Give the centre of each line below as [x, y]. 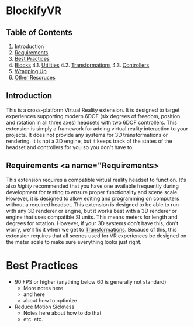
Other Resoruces [35, 78]
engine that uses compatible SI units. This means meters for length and [92, 217]
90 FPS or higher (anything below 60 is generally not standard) [90, 281]
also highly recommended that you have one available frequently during [93, 186]
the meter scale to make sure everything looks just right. [74, 242]
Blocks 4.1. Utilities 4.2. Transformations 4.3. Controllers [82, 65]
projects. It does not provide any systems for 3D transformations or [87, 135]
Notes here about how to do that [62, 313]
